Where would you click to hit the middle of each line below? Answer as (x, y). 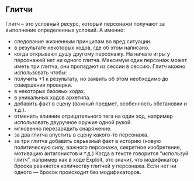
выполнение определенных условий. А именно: (65, 30)
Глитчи (19, 10)
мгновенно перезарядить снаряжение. (63, 128)
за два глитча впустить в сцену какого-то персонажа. (81, 135)
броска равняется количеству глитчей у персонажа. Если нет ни (95, 166)
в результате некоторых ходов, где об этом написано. (82, 47)
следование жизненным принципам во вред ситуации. (83, 41)
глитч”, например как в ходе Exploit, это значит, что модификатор (96, 159)
